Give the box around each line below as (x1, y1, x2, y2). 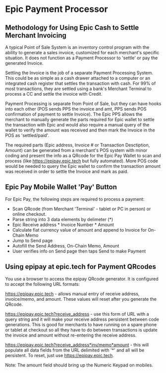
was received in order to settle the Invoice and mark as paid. (5, 168, 129, 174)
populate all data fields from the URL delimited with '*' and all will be (5, 347, 145, 353)
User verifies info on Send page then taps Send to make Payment (12, 248, 146, 254)
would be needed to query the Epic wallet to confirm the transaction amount (5, 163, 161, 169)
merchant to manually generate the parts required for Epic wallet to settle (5, 117, 155, 123)
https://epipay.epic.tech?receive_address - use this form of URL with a (5, 311, 150, 317)
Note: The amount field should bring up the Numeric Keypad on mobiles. (5, 362, 154, 368)
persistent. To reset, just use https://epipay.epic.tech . (5, 352, 114, 358)
